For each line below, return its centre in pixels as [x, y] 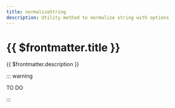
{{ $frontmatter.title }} [63, 48]
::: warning [20, 76]
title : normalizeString [36, 12]
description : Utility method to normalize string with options [88, 18]
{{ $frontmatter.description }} [43, 64]
